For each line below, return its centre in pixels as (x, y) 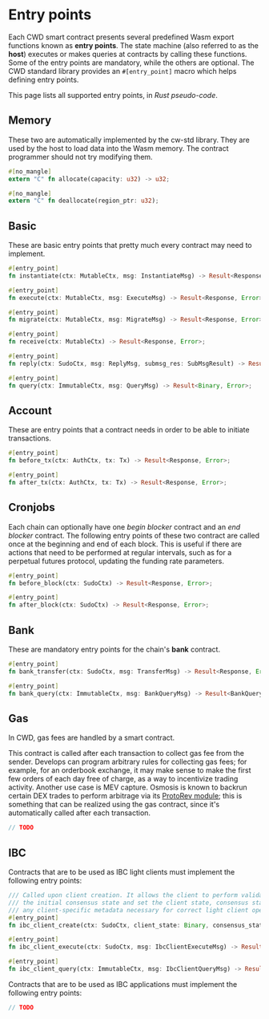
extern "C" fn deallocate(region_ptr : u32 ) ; (84, 201)
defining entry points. (44, 79)
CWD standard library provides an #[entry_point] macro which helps (122, 71)
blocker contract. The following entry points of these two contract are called (134, 535)
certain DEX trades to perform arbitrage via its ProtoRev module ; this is (125, 796)
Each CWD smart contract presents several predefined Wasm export (121, 37)
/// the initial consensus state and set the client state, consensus (128, 903)
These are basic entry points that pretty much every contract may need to (130, 246)
